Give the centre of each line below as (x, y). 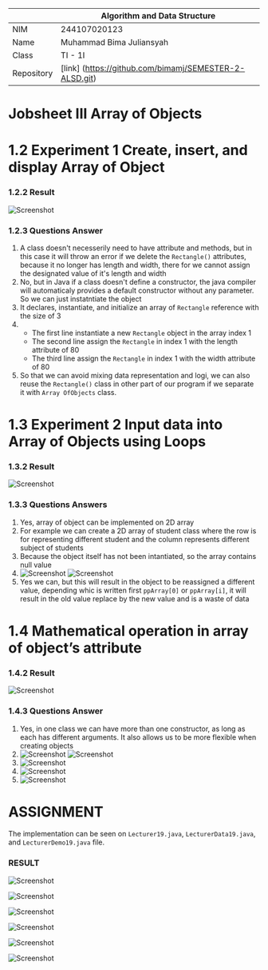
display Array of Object (87, 168)
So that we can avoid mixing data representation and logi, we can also (135, 375)
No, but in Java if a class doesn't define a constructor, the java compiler (138, 281)
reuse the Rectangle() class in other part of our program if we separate (137, 384)
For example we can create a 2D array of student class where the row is (138, 530)
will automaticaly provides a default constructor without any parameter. (137, 290)
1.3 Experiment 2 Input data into (116, 425)
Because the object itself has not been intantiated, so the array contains (138, 556)
